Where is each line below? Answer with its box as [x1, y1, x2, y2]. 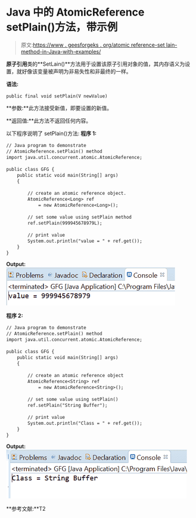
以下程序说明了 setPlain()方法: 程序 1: [6, 130, 97, 137]
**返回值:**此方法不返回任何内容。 [6, 117, 92, 124]
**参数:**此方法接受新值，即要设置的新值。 [6, 104, 113, 111]
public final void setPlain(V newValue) [6, 93, 108, 99]
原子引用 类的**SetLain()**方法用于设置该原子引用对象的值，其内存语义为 [6, 60, 185, 68]
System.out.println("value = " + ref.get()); [27, 238, 143, 244]
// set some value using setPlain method [27, 214, 132, 220]
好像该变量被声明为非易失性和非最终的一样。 [21, 68, 132, 75]
